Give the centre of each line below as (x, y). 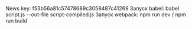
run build (16, 21)
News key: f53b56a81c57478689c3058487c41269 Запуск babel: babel (92, 8)
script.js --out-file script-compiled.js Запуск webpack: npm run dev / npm (96, 14)
